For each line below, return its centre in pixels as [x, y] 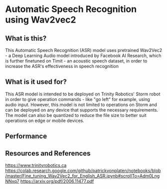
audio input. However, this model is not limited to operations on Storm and [81, 104]
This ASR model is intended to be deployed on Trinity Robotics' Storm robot [83, 94]
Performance [26, 136]
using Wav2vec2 [41, 20]
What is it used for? [36, 82]
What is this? [26, 38]
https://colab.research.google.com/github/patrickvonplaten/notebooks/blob [83, 170]
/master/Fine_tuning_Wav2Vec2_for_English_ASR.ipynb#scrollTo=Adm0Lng [83, 176]
